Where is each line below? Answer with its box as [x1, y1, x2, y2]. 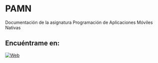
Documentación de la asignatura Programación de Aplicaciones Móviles [5, 19, 153, 25]
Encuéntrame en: [5, 39, 60, 48]
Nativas [5, 24, 21, 30]
